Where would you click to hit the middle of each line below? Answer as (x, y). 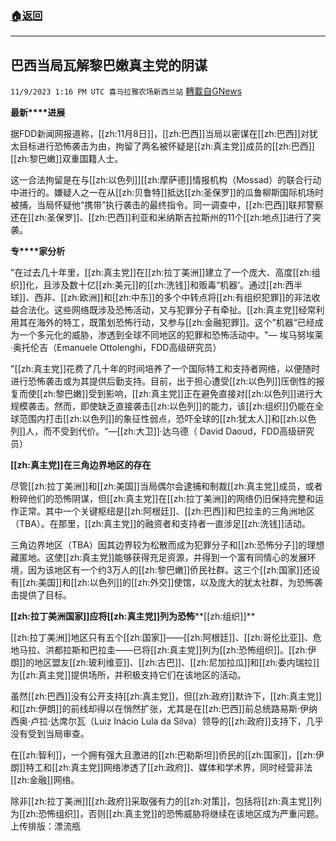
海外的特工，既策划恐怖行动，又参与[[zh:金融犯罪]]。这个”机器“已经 (175, 323)
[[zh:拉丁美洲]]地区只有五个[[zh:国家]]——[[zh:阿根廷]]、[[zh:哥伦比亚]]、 (161, 638)
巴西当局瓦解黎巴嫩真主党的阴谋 (109, 65)
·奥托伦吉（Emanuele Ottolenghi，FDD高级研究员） (116, 348)
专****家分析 (38, 251)
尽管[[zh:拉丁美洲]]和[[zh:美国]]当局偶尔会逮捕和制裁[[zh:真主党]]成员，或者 (166, 486)
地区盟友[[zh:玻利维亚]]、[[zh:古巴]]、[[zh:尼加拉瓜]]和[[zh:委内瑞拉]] (177, 663)
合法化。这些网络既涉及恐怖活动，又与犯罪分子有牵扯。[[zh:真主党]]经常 (167, 310)
